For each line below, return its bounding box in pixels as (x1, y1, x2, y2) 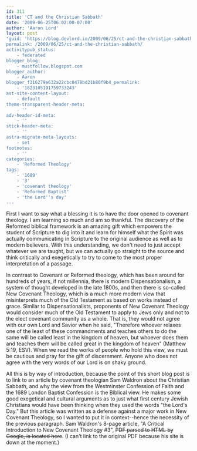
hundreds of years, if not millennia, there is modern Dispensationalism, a (6, 278, 181, 285)
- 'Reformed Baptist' (16, 189, 69, 194)
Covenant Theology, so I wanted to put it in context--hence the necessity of (6, 414, 189, 421)
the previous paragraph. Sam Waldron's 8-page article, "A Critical (6, 420, 165, 428)
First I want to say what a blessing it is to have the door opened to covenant (6, 210, 189, 217)
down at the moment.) (6, 439, 60, 446)
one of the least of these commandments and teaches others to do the (6, 328, 177, 335)
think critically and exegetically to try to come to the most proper (6, 254, 162, 261)
